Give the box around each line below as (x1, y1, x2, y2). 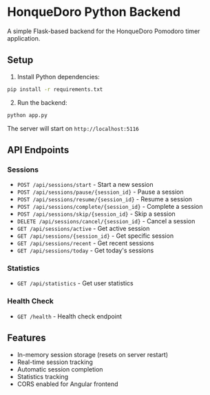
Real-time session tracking (17, 358, 93, 366)
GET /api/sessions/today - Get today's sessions (17, 246, 154, 255)
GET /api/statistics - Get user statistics (17, 279, 134, 287)
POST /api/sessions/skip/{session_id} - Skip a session (17, 210, 176, 218)
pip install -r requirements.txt (7, 85, 103, 93)
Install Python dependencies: (17, 72, 100, 81)
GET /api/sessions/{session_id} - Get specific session (17, 232, 174, 240)
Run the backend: (17, 98, 67, 107)
